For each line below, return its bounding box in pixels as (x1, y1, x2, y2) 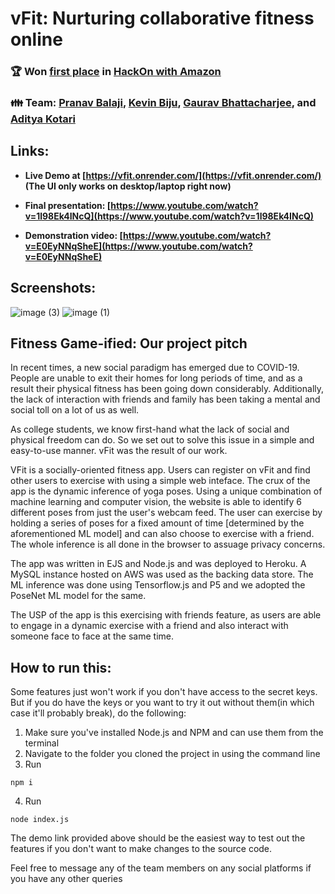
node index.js (10, 815, 70, 825)
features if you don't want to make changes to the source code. (10, 843, 273, 855)
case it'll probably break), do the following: (10, 707, 187, 719)
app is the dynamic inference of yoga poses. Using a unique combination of (10, 485, 323, 497)
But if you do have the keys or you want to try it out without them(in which (10, 697, 315, 709)
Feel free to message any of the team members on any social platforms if (10, 862, 312, 874)
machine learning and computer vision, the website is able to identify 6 (10, 496, 302, 508)
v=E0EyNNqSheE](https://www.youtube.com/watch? (24, 240, 253, 252)
